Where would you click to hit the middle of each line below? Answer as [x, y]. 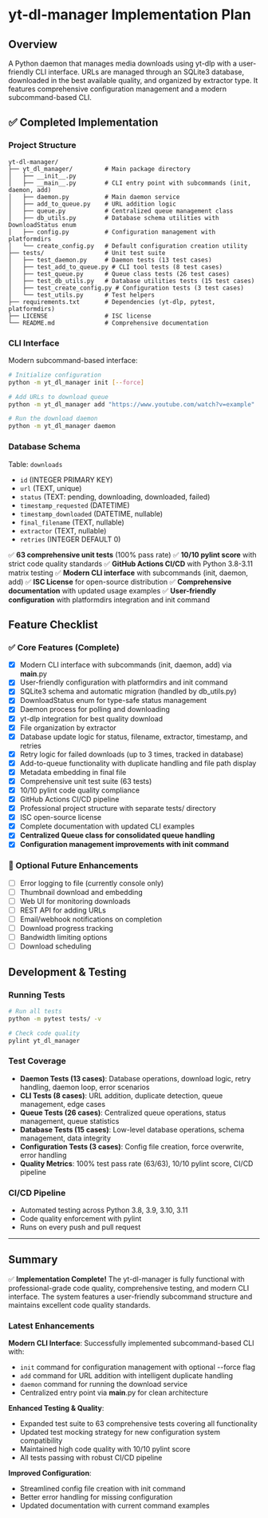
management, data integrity [65, 1138]
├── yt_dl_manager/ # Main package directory [100, 169]
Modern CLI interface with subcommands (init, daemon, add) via [126, 665]
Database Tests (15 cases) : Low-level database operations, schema [132, 1129]
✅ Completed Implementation [83, 123]
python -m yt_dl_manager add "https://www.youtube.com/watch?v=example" [132, 404]
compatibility [41, 1440]
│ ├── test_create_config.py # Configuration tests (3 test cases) [126, 288]
